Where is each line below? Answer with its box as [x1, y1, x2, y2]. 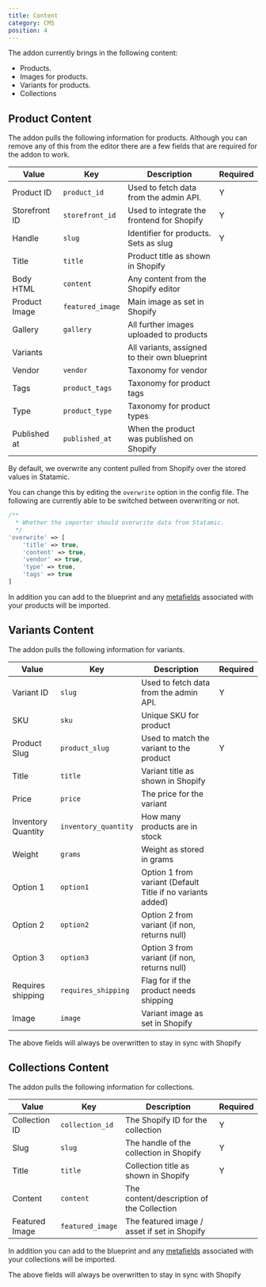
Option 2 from [141, 909, 194, 920]
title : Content [8, 11, 59, 20]
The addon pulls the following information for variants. [8, 644, 185, 654]
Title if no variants [141, 887, 208, 898]
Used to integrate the [127, 205, 207, 216]
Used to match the [141, 732, 210, 744]
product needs [141, 984, 196, 995]
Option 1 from [141, 867, 194, 878]
